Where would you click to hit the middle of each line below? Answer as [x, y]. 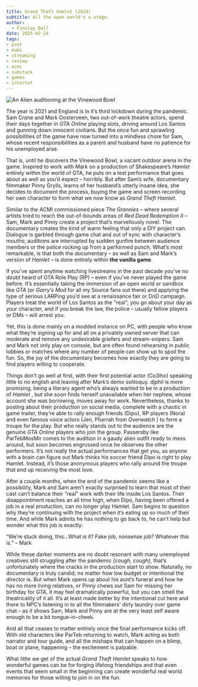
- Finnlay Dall [30, 28]
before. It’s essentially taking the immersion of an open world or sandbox [95, 284]
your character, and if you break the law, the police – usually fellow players [97, 309]
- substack [20, 72]
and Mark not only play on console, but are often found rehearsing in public [98, 345]
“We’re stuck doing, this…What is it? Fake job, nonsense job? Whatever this [98, 536]
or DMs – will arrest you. [35, 315]
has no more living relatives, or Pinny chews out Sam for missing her [90, 586]
